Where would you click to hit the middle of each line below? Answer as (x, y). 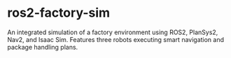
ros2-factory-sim (59, 13)
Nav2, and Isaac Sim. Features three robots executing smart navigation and (116, 39)
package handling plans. (43, 47)
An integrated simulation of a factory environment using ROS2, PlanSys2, (113, 32)
